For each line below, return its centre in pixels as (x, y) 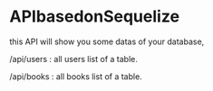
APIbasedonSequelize (94, 17)
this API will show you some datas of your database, (107, 41)
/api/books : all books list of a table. (76, 76)
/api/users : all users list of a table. (73, 59)
